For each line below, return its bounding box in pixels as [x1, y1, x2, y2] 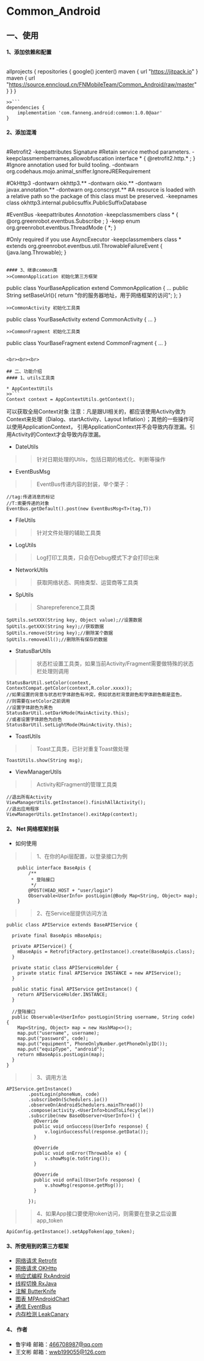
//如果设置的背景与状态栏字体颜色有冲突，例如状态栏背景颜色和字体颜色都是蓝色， [6, 692, 185, 698]
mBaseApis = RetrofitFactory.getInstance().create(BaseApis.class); [17, 949, 195, 955]
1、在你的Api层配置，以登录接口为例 [36, 852, 128, 860]
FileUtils [15, 516, 36, 524]
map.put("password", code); [17, 1035, 89, 1042]
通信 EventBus [15, 1303, 52, 1310]
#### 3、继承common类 [6, 267, 58, 273]
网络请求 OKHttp [15, 1265, 57, 1272]
